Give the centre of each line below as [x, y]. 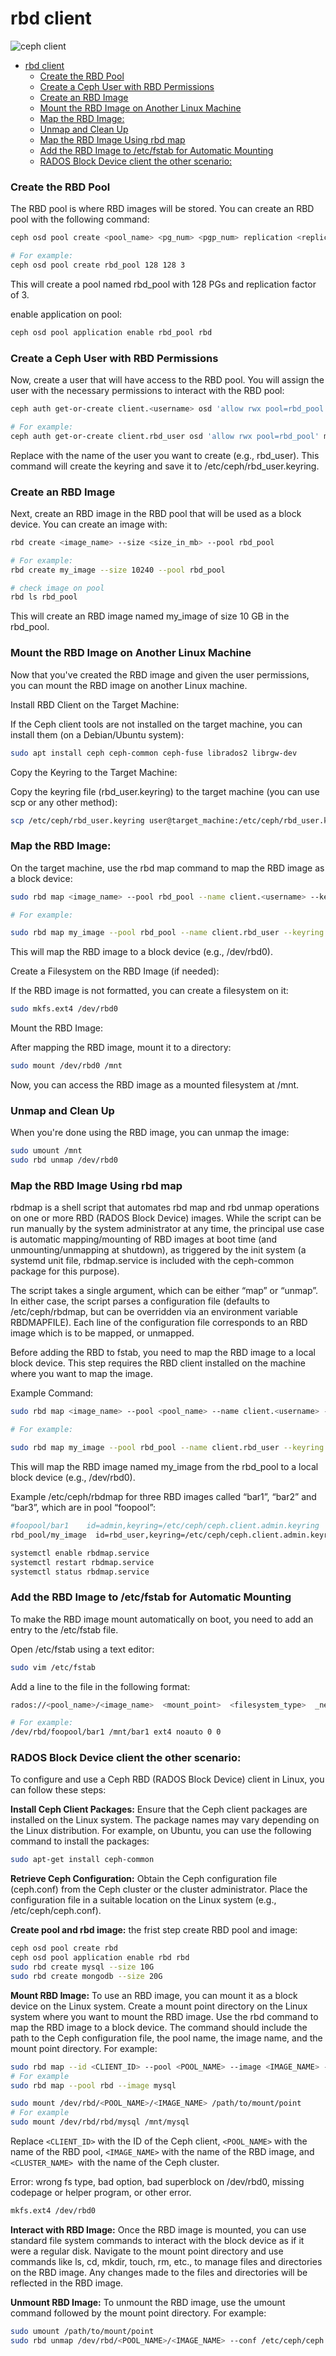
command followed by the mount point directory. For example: [138, 2313]
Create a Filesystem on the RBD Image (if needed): [115, 971]
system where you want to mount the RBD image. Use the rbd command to [164, 2016]
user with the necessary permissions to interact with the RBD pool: [147, 391]
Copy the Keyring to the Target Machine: [94, 772]
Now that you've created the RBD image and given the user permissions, [160, 674]
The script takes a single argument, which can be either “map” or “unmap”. [164, 1291]
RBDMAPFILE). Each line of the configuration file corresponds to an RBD [159, 1323]
